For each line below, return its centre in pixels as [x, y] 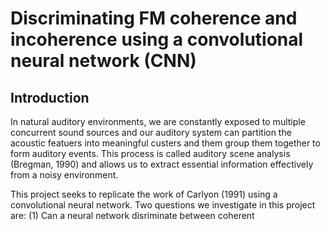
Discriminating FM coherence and [154, 18]
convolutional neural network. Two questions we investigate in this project [163, 205]
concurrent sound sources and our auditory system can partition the [151, 132]
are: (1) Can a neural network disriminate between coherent [132, 215]
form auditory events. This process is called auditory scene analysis [150, 153]
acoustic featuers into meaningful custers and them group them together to [165, 143]
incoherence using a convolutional [157, 39]
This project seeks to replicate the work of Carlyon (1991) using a [144, 194]
